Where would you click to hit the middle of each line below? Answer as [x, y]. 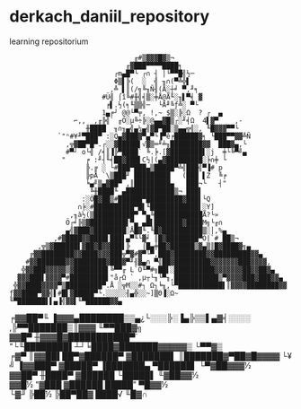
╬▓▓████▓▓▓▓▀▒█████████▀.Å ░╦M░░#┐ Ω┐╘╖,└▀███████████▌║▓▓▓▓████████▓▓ [150, 285]
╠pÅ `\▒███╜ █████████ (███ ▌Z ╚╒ [156, 175]
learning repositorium [49, 41]
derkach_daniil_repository [110, 17]
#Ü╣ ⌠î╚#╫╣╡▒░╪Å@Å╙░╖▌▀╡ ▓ [152, 97]
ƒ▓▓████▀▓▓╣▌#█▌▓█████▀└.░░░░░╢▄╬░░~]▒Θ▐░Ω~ [94, 293]
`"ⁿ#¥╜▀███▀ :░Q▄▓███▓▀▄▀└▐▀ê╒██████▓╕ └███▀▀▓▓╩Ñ [154, 136]
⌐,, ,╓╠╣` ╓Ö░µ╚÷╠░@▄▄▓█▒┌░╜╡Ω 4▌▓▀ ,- [158, 120]
